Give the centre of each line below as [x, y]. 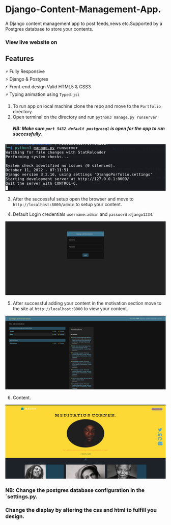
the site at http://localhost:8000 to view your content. [70, 308]
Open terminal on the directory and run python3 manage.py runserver [85, 117]
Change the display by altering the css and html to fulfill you [81, 510]
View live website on [31, 42]
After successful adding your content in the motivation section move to [87, 303]
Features [20, 59]
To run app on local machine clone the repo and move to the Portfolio [87, 106]
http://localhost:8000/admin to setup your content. [67, 204]
